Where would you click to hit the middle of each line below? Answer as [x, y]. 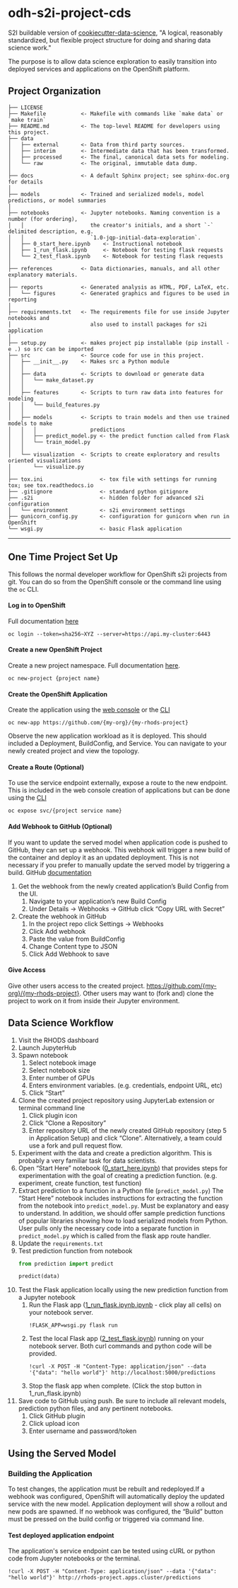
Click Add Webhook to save [69, 954]
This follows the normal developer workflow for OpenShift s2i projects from [118, 574]
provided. [43, 1354]
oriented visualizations [44, 461]
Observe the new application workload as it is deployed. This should [107, 736]
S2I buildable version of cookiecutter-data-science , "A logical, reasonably [115, 33]
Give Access [27, 970]
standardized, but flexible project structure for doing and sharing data [109, 40]
